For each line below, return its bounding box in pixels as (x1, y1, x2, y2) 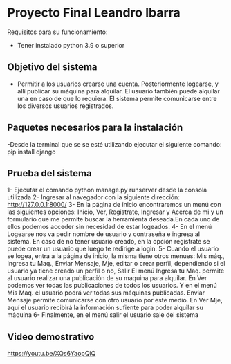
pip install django (7, 147, 56, 156)
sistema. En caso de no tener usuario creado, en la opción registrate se (7, 237, 210, 246)
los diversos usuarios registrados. (17, 102, 114, 110)
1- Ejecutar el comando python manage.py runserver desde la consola (7, 185, 207, 194)
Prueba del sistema (7, 167, 92, 179)
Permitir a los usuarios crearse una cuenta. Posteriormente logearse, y (17, 80, 219, 88)
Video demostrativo (7, 331, 95, 343)
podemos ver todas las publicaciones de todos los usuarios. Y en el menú (7, 282, 218, 290)
